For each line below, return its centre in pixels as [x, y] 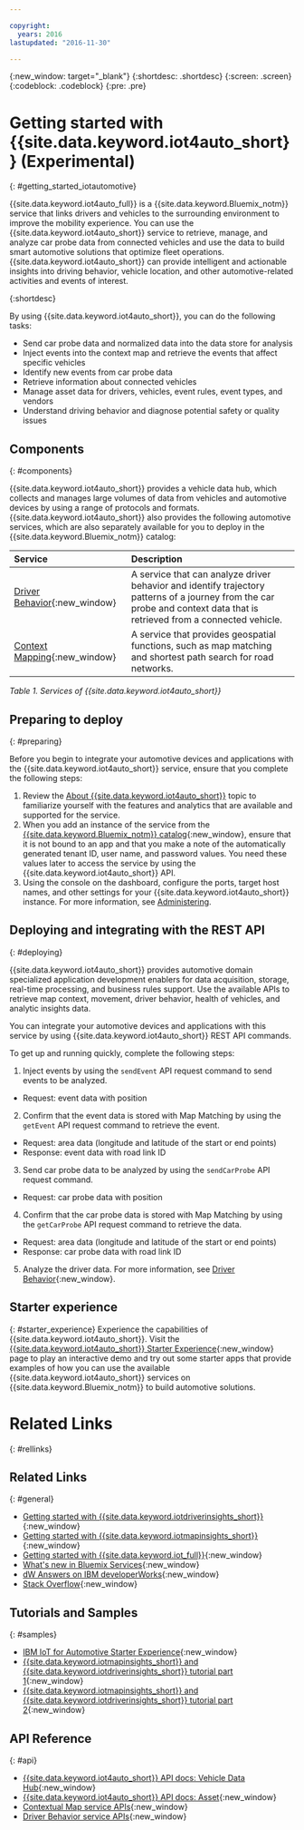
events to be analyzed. [65, 1080]
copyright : [30, 25]
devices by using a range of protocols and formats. [104, 508]
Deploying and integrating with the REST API [137, 930]
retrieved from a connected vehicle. [207, 620]
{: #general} [32, 1499]
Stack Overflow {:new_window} [80, 1584]
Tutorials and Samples [74, 1613]
